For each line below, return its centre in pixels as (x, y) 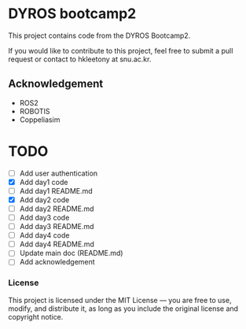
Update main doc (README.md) (71, 253)
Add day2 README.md (57, 209)
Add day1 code (44, 182)
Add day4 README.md (57, 244)
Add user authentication (59, 173)
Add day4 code (44, 235)
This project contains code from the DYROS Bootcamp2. (99, 35)
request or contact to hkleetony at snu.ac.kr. (80, 59)
